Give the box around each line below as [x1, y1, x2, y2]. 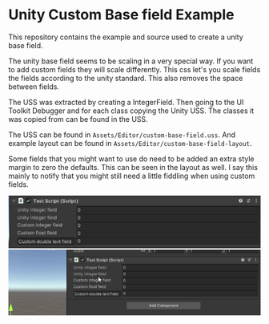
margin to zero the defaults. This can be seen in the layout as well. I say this [8, 162, 259, 172]
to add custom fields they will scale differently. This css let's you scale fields [8, 64, 261, 74]
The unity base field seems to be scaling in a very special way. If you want [8, 56, 254, 66]
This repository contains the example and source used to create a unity [8, 32, 244, 42]
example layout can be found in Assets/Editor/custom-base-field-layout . [8, 138, 252, 148]
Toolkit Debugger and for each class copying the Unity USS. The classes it [8, 106, 255, 115]
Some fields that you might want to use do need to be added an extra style [8, 154, 255, 164]
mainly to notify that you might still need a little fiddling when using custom [8, 171, 255, 180]
